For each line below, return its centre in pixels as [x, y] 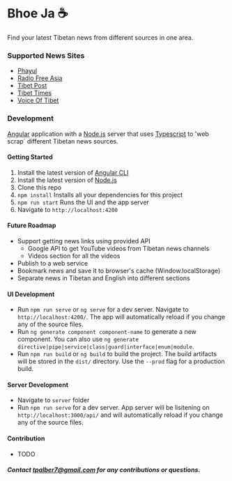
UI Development [31, 294]
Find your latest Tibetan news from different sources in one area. [100, 37]
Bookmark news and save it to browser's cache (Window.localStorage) [119, 270]
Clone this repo [39, 187]
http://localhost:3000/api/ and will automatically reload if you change [120, 415]
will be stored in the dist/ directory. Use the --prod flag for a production [121, 361]
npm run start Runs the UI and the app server [83, 202]
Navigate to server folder [53, 400]
